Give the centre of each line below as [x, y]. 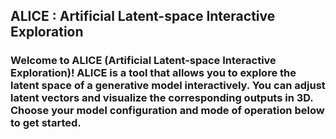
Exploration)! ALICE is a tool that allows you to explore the [153, 73]
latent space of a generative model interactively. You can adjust [168, 86]
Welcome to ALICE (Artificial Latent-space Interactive [143, 61]
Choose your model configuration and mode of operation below [167, 111]
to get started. [46, 123]
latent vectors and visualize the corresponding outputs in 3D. [162, 98]
